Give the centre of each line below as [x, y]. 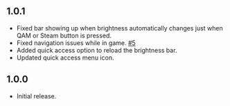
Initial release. [36, 96]
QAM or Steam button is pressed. [64, 35]
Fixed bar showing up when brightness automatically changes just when [120, 28]
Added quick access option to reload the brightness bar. [97, 50]
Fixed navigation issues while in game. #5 [76, 43]
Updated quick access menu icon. [65, 58]
